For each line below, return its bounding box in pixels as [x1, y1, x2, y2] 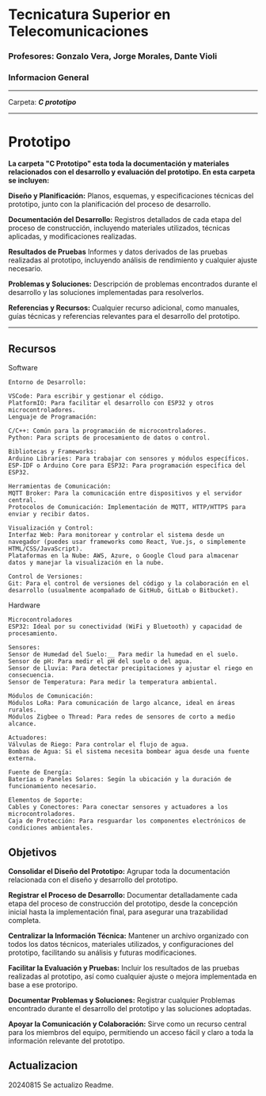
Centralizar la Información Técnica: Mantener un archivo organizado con [8, 930, 249, 941]
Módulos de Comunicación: [8, 692, 93, 700]
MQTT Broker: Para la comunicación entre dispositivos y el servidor [8, 489, 243, 497]
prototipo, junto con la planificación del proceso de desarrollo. [8, 200, 211, 209]
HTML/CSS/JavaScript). [8, 545, 83, 553]
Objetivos [8, 845, 57, 859]
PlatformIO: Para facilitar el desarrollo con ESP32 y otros [8, 399, 215, 408]
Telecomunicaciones [8, 22, 149, 40]
